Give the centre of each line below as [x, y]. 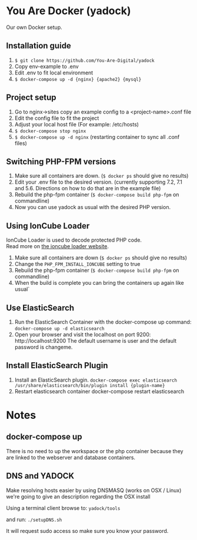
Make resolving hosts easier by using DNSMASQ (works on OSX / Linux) [94, 490]
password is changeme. [44, 347]
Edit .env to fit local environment [54, 73]
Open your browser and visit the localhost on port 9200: [83, 334]
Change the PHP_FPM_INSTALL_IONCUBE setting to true [77, 264]
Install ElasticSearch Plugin [57, 365]
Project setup [31, 98]
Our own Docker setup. [34, 27]
